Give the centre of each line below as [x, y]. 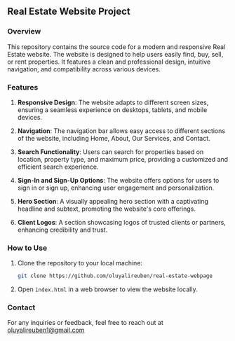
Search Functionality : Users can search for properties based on [110, 152]
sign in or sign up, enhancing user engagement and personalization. [116, 188]
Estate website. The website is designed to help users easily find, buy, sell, [115, 54]
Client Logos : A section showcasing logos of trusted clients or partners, [121, 222]
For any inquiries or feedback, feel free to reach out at [85, 323]
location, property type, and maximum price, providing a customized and [123, 159]
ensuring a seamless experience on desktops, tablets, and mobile [112, 110]
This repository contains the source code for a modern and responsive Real [116, 47]
